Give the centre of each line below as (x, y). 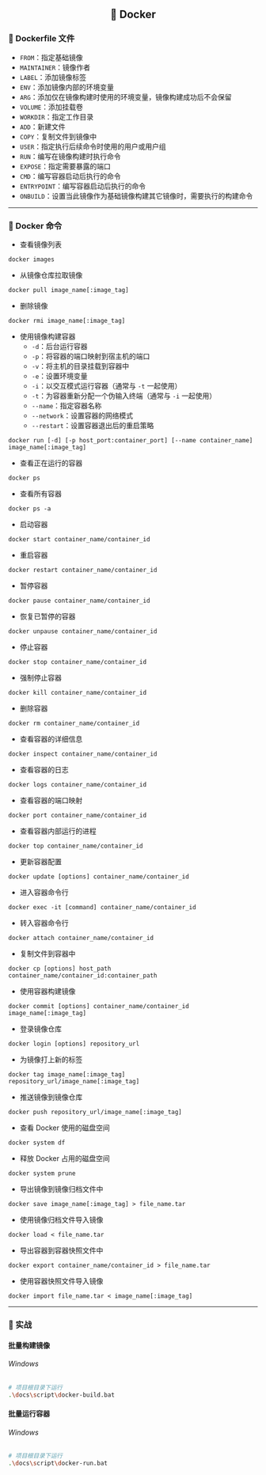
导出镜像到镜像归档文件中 (61, 1189)
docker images (32, 259)
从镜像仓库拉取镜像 (51, 275)
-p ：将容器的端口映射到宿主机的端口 (91, 356)
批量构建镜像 (29, 1345)
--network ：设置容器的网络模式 (82, 415)
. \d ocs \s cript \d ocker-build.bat (61, 1395)
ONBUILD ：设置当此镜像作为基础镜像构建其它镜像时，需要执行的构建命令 (136, 195)
